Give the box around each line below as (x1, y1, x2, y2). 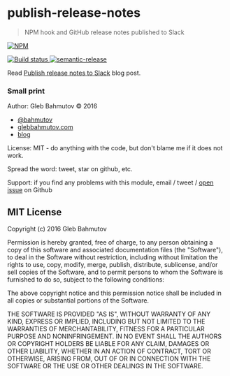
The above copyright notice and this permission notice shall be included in (7, 289, 222, 298)
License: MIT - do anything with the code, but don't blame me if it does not (7, 144, 223, 152)
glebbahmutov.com (17, 123, 73, 131)
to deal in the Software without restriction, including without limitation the (7, 253, 218, 261)
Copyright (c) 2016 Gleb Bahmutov (7, 225, 107, 233)
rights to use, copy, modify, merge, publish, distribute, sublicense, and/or (7, 261, 218, 269)
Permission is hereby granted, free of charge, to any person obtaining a (7, 238, 213, 247)
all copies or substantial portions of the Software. (7, 296, 149, 305)
